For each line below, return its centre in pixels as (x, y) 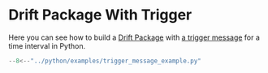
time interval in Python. (47, 45)
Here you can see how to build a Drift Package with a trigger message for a (134, 37)
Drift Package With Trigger (100, 15)
